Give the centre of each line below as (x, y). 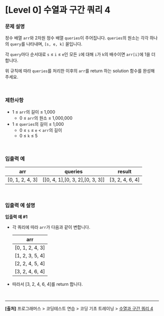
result (125, 172)
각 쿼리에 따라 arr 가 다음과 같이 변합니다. (51, 227)
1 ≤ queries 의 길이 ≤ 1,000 (38, 124)
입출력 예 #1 (16, 217)
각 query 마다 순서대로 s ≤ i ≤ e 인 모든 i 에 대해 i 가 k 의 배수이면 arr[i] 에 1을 (78, 55)
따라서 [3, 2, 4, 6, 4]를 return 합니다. (47, 284)
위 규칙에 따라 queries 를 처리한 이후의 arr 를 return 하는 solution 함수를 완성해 (80, 71)
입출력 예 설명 (20, 205)
